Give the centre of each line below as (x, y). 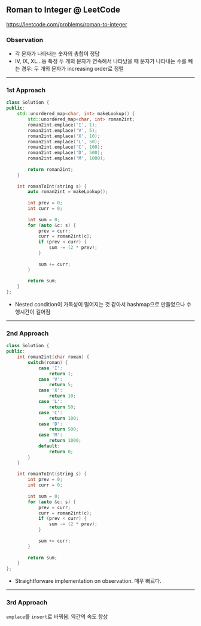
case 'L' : (50, 402)
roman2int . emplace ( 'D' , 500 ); (65, 153)
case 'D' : (50, 424)
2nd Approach (28, 333)
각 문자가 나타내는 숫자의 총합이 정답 (57, 54)
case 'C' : (50, 413)
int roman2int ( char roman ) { (53, 357)
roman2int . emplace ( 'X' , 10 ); (64, 136)
